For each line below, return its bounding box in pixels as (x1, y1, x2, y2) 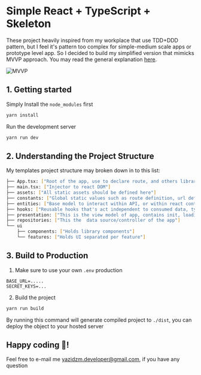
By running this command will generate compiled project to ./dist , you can (6, 316, 192, 324)
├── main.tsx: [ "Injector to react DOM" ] (6, 184, 111, 190)
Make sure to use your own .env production (14, 266, 123, 273)
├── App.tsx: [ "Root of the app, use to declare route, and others (6, 178, 178, 185)
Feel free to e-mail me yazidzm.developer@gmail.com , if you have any (6, 356, 180, 363)
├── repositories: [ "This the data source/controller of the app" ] (6, 217, 181, 224)
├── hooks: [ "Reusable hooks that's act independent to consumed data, (6, 206, 188, 212)
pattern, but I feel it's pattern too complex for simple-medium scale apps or (6, 43, 191, 50)
